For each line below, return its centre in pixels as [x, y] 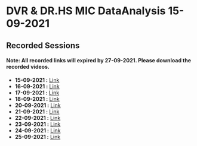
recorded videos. [28, 67]
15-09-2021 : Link [37, 80]
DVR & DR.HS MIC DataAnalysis [86, 11]
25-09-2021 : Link [38, 137]
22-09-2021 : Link [38, 118]
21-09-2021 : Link [37, 112]
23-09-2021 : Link [38, 124]
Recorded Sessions [43, 45]
